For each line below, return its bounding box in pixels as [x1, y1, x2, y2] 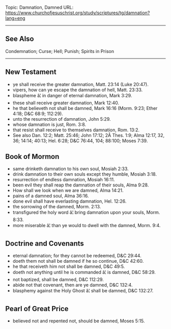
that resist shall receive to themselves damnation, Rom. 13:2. [12, 127, 140, 133]
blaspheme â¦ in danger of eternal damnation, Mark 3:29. [12, 92, 132, 98]
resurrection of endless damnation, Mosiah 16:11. [12, 177, 115, 183]
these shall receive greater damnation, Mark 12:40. [12, 99, 120, 106]
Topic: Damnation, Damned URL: [5, 5, 74, 10]
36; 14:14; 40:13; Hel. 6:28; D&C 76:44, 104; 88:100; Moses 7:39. [12, 138, 148, 144]
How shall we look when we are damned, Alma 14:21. [12, 187, 124, 194]
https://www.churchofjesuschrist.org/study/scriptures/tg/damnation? [5, 10, 150, 16]
